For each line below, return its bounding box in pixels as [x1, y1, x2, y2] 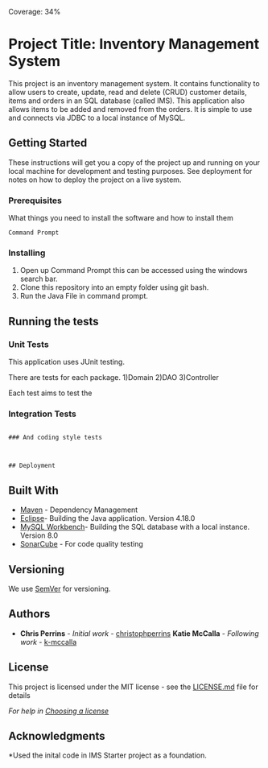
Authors [8, 607, 51, 621]
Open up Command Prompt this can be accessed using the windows [19, 266, 248, 275]
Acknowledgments [8, 729, 106, 743]
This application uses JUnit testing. [8, 357, 125, 367]
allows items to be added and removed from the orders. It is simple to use [8, 104, 253, 114]
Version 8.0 [19, 531, 59, 540]
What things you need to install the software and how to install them [8, 213, 233, 223]
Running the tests [8, 314, 99, 328]
